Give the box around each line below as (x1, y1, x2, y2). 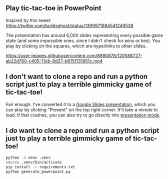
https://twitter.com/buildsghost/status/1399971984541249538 (5, 22, 134, 28)
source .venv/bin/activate (5, 160, 62, 165)
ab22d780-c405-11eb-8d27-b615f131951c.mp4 (5, 57, 103, 64)
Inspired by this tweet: (5, 17, 51, 23)
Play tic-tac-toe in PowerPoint (5, 4, 101, 12)
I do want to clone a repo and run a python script (5, 126, 159, 135)
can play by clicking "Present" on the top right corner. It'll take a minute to (5, 106, 158, 112)
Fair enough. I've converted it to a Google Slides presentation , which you (5, 101, 155, 107)
